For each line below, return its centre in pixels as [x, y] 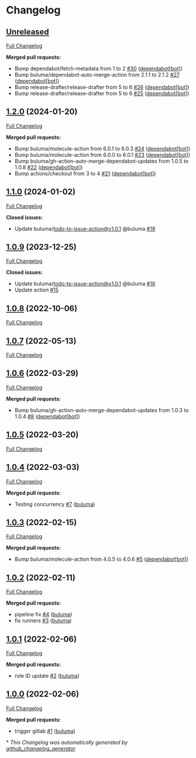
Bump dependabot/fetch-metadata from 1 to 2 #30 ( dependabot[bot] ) [99, 68]
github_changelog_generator [41, 748]
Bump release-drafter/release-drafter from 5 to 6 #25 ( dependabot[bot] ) [102, 93]
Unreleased [28, 32]
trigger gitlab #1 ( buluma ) [45, 731]
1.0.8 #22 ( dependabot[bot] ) [49, 167]
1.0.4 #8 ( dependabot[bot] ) [47, 416]
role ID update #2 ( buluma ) [47, 675]
